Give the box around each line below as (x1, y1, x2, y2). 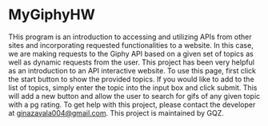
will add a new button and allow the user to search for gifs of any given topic (8, 91, 261, 100)
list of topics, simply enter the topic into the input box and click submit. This (8, 82, 258, 93)
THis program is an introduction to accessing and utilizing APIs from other (8, 32, 252, 41)
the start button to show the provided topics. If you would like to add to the (8, 74, 254, 84)
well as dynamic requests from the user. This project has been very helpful (8, 57, 254, 67)
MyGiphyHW (8, 6, 96, 24)
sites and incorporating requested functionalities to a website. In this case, (8, 40, 254, 49)
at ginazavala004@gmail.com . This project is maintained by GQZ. (8, 108, 224, 117)
